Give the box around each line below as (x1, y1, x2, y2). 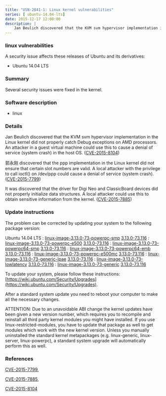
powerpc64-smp (5, 245, 40, 251)
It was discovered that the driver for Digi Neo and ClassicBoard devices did (5, 186, 158, 192)
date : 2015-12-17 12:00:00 (5, 16, 61, 21)
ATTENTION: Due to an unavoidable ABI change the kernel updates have (5, 306, 153, 312)
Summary (5, 75, 30, 82)
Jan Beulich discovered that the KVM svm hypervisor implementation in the (5, 134, 159, 140)
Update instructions (5, 209, 54, 216)
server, (5, 337, 20, 343)
